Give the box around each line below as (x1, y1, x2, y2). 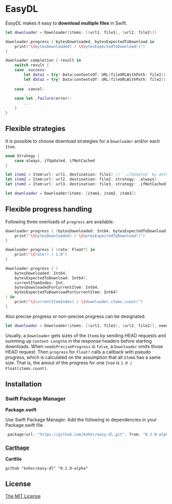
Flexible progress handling (5, 205, 92, 214)
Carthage (5, 444, 30, 451)
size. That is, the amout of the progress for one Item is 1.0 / (5, 359, 133, 366)
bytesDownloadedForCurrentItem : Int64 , (14, 285, 100, 290)
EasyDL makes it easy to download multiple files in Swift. (5, 20, 127, 26)
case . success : (14, 68, 47, 73)
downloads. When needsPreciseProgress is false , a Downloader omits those (5, 343, 163, 349)
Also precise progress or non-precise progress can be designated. (5, 313, 146, 319)
